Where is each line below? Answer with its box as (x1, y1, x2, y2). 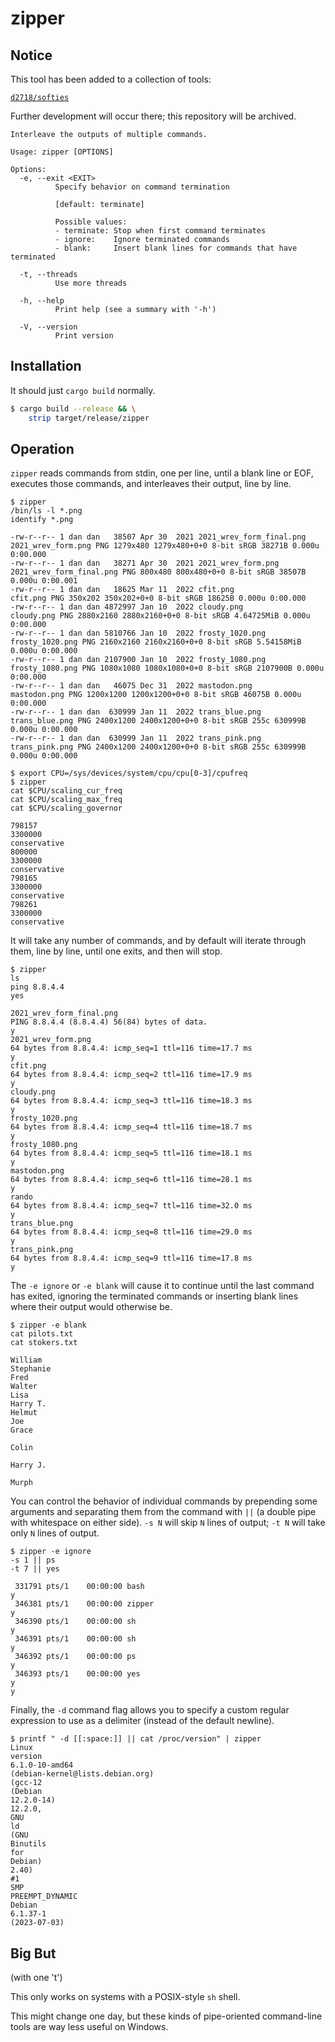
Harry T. (10, 1399, 47, 1409)
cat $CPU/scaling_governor (10, 803, 123, 814)
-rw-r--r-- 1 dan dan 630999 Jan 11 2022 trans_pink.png (10, 733, 262, 744)
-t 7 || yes (10, 1564, 60, 1574)
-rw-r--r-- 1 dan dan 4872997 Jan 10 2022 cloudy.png (10, 602, 244, 612)
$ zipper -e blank (10, 1320, 87, 1331)
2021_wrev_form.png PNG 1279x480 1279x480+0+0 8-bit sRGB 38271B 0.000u (10, 541, 320, 551)
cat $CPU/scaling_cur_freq (10, 786, 123, 796)
